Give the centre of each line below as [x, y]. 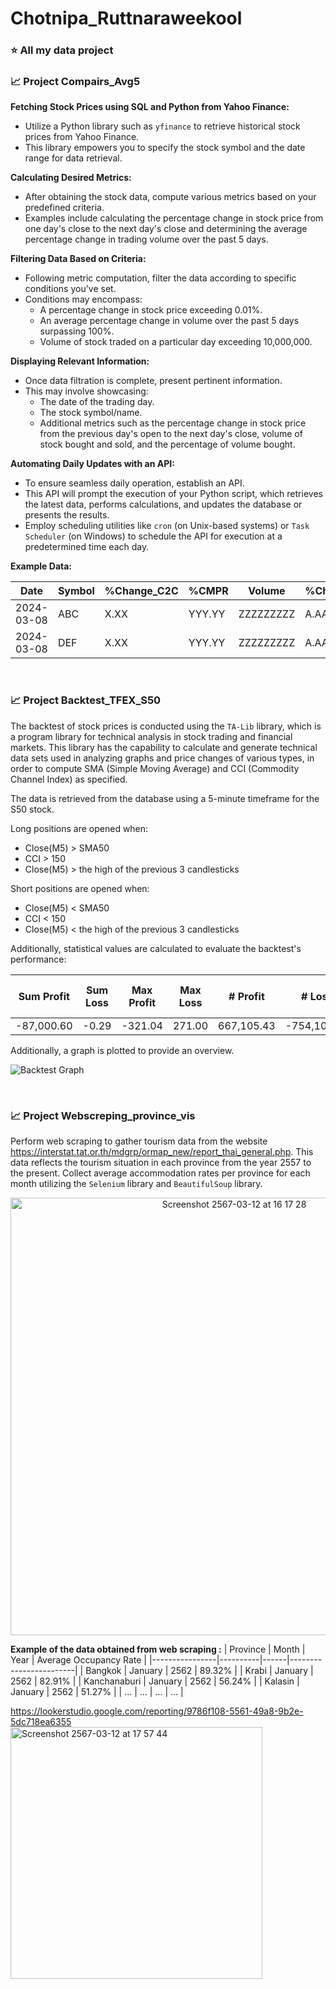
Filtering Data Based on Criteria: [78, 259]
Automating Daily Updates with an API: [92, 464]
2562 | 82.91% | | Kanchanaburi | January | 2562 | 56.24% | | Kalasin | [155, 1681]
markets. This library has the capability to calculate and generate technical [164, 747]
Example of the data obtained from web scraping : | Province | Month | [158, 1649]
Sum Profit [44, 996]
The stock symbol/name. [91, 413]
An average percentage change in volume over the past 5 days [169, 321]
